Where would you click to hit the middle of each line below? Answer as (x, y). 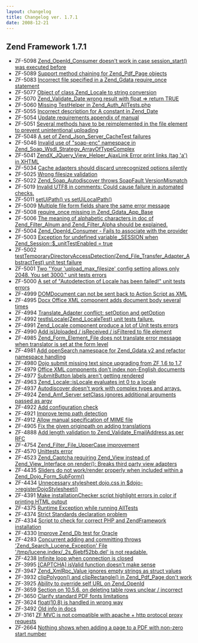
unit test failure (64, 263)
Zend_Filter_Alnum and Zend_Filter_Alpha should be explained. (91, 225)
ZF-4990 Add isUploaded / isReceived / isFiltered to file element (93, 332)
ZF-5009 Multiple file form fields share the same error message (92, 206)
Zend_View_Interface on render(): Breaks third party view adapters (96, 464)
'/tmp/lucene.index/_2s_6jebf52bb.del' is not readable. (81, 552)
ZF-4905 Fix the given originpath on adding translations (83, 426)
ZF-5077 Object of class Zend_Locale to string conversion (85, 92)
